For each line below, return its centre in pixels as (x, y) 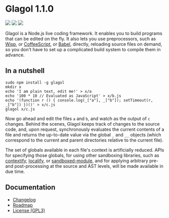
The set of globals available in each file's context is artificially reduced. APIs (85, 150)
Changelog (24, 199)
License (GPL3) (29, 210)
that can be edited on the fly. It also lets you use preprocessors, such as (81, 39)
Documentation (30, 187)
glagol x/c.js (20, 109)
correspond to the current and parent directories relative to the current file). (84, 140)
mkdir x (13, 87)
